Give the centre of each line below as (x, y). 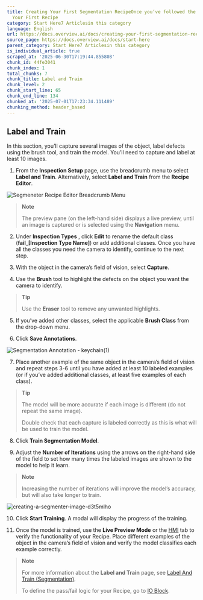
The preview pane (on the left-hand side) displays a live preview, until (108, 218)
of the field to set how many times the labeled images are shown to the (104, 459)
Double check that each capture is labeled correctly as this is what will (109, 423)
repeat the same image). (52, 411)
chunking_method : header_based (46, 107)
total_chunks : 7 (27, 74)
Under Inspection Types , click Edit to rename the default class (94, 236)
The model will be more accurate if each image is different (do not (104, 405)
